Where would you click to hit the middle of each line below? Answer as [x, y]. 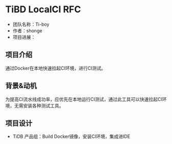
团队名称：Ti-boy [31, 24]
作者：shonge [27, 30]
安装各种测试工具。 [43, 106]
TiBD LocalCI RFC [43, 9]
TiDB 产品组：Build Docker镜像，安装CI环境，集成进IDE [71, 136]
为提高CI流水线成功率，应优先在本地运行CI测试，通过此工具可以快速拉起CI [84, 99]
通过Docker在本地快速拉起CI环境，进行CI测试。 [56, 68]
